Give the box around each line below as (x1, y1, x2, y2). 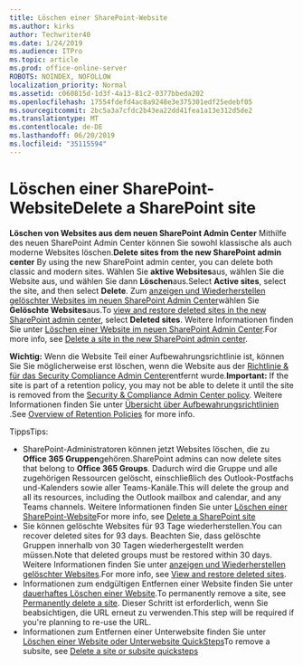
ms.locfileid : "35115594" (9, 139, 107, 148)
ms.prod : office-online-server (9, 64, 128, 73)
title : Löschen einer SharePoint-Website (9, 13, 168, 23)
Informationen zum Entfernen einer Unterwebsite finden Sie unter (22, 626, 267, 637)
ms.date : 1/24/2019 (9, 38, 83, 48)
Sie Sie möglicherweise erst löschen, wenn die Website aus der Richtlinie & (9, 360, 289, 371)
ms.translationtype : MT (9, 114, 99, 123)
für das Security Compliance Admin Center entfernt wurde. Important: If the (9, 370, 289, 381)
